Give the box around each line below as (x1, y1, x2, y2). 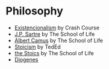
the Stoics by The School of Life (14, 49, 94, 56)
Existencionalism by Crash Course (14, 24, 100, 31)
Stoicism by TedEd (14, 43, 61, 50)
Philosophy (5, 4, 64, 18)
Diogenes (14, 56, 39, 63)
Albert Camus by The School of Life (14, 37, 104, 44)
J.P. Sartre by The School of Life (14, 30, 95, 37)
